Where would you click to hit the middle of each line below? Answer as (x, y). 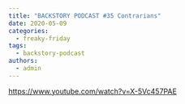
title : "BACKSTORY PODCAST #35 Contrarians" (85, 16)
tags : (17, 46)
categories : (28, 31)
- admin (29, 69)
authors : (23, 61)
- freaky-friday (43, 38)
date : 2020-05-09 (38, 23)
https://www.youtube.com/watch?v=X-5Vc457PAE (92, 91)
